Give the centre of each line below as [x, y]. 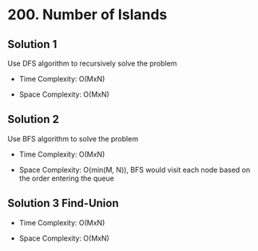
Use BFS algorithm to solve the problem [73, 138]
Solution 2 [33, 120]
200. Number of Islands [87, 15]
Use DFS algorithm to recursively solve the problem [92, 63]
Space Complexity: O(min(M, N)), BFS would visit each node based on [135, 169]
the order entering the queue [67, 178]
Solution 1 [32, 44]
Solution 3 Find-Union [63, 203]
